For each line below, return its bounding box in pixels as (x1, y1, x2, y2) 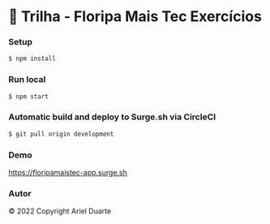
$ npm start (8, 93, 49, 101)
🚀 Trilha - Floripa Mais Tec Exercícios (8, 7, 262, 26)
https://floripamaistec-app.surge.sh (8, 168, 128, 177)
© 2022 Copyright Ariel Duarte (8, 206, 112, 216)
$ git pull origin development (8, 130, 114, 138)
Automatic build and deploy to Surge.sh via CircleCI (8, 111, 216, 123)
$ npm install (8, 54, 57, 63)
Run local (8, 74, 46, 85)
